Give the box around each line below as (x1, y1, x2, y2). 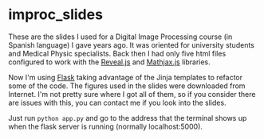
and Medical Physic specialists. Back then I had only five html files (8, 48, 227, 58)
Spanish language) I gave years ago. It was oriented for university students (8, 40, 255, 49)
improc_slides (8, 6, 104, 24)
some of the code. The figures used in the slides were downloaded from (8, 81, 246, 91)
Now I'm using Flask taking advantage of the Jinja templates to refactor (8, 72, 243, 82)
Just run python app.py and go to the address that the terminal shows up (8, 113, 247, 122)
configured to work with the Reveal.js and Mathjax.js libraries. (8, 57, 211, 67)
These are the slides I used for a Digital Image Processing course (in (8, 32, 233, 41)
